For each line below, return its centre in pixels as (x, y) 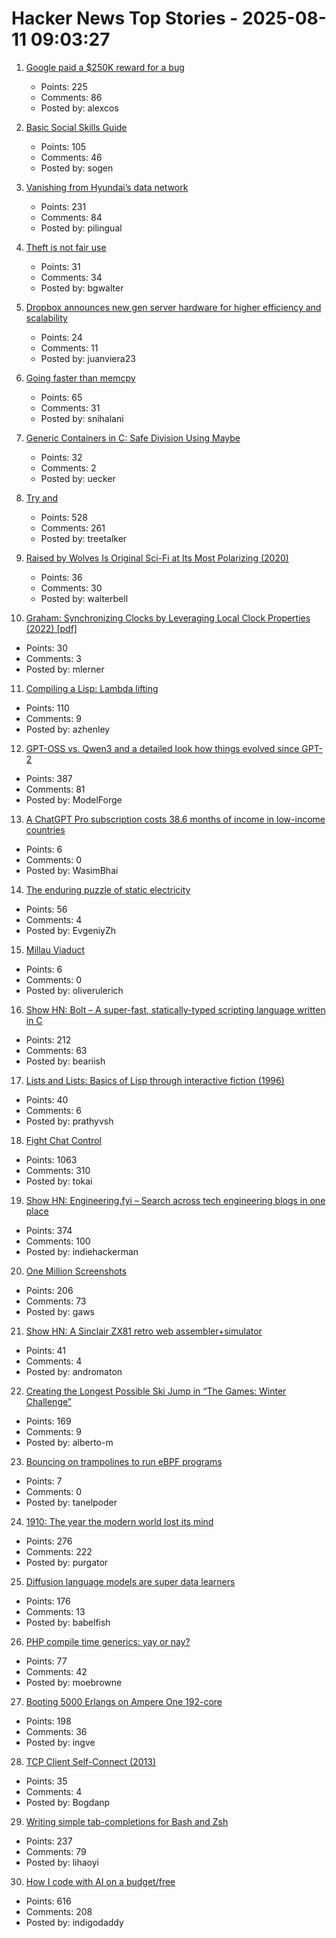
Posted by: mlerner (65, 669)
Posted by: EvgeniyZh (71, 930)
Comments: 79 (56, 1851)
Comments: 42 (56, 1671)
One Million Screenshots (76, 1271)
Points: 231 (63, 206)
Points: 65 (61, 397)
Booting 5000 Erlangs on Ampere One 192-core (124, 1701)
